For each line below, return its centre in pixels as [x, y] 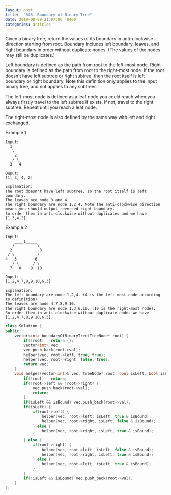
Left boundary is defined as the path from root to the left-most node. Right [83, 65]
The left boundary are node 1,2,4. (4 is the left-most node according [83, 295]
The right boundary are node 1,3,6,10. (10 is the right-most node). [81, 309]
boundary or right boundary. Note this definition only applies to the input [81, 81]
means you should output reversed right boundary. [60, 209]
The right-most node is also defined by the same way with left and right [80, 117]
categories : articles [28, 24]
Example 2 [16, 227]
